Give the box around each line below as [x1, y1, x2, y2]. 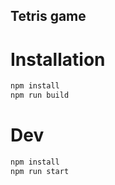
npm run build [10, 90, 70, 101]
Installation [10, 48, 106, 71]
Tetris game [10, 8, 87, 25]
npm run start [10, 166, 70, 176]
